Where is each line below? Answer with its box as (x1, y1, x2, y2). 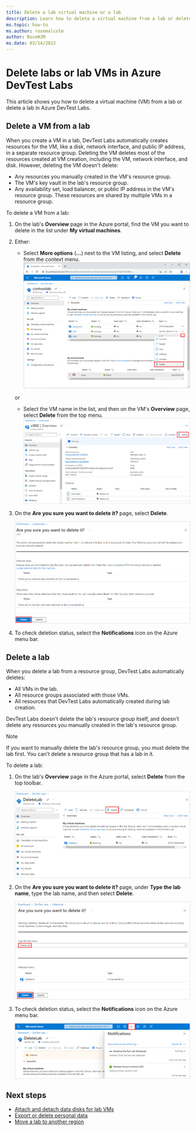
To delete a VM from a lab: (6, 209, 70, 216)
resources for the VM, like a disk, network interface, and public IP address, (6, 143, 185, 150)
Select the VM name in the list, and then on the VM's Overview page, (23, 406, 190, 413)
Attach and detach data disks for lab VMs (14, 1106, 114, 1113)
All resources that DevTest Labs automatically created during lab (14, 698, 170, 705)
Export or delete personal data (14, 1112, 88, 1119)
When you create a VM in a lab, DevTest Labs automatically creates (6, 136, 168, 143)
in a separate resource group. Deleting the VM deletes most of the (6, 149, 165, 156)
